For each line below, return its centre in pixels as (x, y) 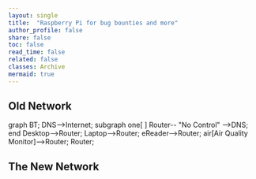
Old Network (40, 106)
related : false (33, 60)
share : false (30, 37)
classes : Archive (37, 67)
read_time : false (37, 52)
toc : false (26, 45)
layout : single (33, 15)
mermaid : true (32, 74)
